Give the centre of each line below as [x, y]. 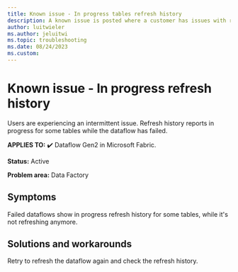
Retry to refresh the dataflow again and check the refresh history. [103, 261]
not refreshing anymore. [42, 222]
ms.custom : [23, 54]
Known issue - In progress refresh [110, 89]
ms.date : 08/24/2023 [38, 47]
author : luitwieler [36, 27]
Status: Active [28, 161]
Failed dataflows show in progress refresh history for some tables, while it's [118, 214]
